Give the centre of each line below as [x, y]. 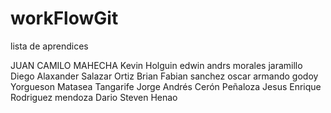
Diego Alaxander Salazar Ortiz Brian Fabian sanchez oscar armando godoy [164, 76]
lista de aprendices [49, 46]
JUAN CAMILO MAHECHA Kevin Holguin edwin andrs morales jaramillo [156, 65]
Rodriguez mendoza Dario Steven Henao [94, 97]
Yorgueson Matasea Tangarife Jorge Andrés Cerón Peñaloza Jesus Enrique [166, 86]
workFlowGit [64, 18]
